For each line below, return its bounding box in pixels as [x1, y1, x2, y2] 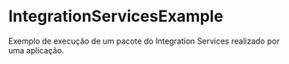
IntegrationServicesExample [8, 6, 224, 27]
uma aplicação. [8, 44, 64, 55]
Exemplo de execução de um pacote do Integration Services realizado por [8, 36, 280, 46]
